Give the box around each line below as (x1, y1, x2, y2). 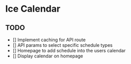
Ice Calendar (5, 3, 60, 15)
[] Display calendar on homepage (12, 53, 83, 59)
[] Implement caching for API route (12, 37, 86, 43)
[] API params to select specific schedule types (12, 42, 113, 48)
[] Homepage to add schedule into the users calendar (12, 48, 126, 53)
